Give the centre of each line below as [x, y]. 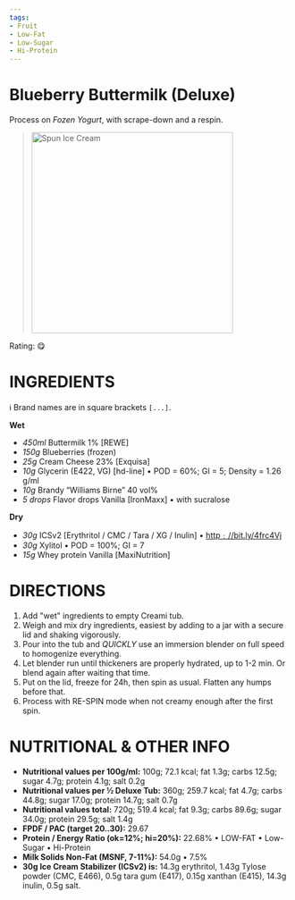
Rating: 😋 [28, 346]
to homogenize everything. [72, 653]
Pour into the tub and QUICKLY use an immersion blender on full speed [153, 643]
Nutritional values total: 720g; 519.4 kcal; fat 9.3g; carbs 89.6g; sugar [152, 809]
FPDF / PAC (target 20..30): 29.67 [85, 829]
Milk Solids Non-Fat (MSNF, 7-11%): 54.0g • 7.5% [115, 857]
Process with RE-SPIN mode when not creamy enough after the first [147, 701]
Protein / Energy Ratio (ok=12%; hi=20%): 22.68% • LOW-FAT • [142, 837]
